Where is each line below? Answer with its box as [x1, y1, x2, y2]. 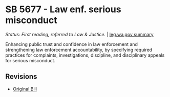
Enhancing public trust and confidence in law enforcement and [5, 41, 138, 47]
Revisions [5, 72, 37, 81]
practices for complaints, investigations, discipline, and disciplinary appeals [5, 52, 165, 58]
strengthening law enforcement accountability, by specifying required [5, 46, 153, 53]
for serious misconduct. [5, 57, 55, 63]
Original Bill [12, 86, 37, 92]
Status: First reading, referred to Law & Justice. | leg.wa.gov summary [5, 31, 154, 37]
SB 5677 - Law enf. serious [5, 4, 121, 15]
